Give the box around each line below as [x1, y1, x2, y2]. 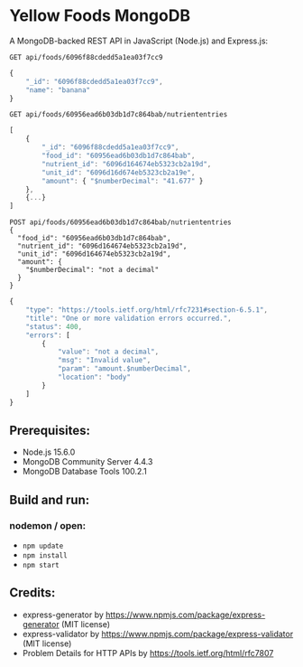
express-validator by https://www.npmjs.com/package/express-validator [22, 628, 294, 639]
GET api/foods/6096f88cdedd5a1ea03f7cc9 [9, 52, 164, 61]
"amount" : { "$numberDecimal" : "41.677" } [41, 176, 204, 185]
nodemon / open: [9, 519, 87, 531]
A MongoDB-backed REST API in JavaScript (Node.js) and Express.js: [9, 35, 269, 46]
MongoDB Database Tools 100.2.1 [22, 466, 147, 477]
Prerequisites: [9, 422, 90, 438]
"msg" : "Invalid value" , [57, 356, 151, 365]
